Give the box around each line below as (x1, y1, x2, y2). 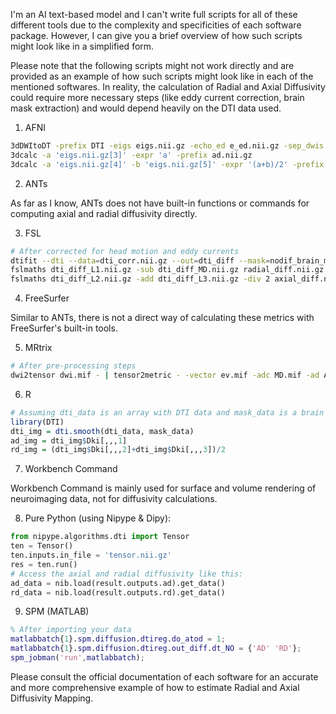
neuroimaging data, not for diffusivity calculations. (10, 493, 218, 505)
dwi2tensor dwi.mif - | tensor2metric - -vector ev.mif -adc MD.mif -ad (10, 370, 320, 380)
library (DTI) (10, 417, 65, 427)
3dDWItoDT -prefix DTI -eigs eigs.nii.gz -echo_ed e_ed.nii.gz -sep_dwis (10, 141, 325, 151)
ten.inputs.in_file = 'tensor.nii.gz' (10, 550, 172, 560)
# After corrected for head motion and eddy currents (10, 246, 240, 256)
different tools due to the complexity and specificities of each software (10, 19, 302, 31)
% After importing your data (10, 625, 132, 635)
